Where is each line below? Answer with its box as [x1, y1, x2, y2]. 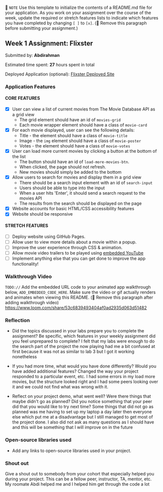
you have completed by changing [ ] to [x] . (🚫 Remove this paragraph [5, 20, 147, 26]
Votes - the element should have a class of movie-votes [19, 143, 130, 149]
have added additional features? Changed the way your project [12, 368, 139, 374]
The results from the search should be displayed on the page [19, 200, 142, 206]
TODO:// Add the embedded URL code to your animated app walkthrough [5, 284, 151, 290]
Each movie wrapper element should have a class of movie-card [19, 122, 147, 128]
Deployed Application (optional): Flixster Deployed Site [5, 71, 115, 77]
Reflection [5, 317, 30, 324]
